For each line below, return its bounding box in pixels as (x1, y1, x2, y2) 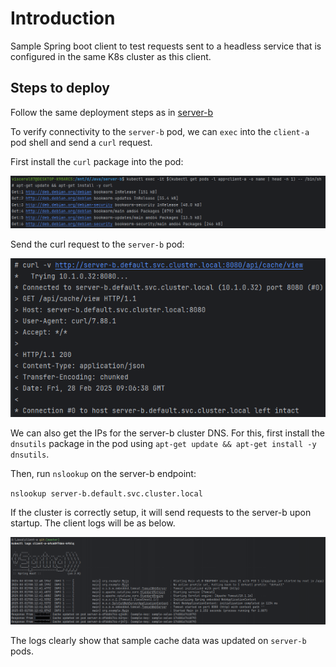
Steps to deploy (10, 80, 110, 97)
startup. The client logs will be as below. (10, 517, 176, 529)
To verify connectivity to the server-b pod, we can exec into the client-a (10, 125, 310, 137)
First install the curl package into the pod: (10, 155, 184, 167)
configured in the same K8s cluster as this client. (10, 50, 212, 62)
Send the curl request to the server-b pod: (10, 238, 185, 250)
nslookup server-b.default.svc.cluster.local (10, 488, 203, 499)
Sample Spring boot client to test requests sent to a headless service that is (10, 40, 322, 52)
